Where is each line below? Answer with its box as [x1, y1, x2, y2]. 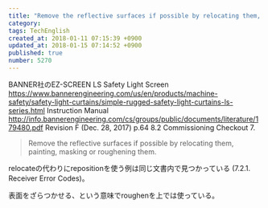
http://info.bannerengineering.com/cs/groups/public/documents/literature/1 [8, 114, 259, 124]
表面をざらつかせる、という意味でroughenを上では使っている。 [8, 190, 220, 200]
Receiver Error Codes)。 [8, 173, 89, 183]
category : [8, 19, 42, 27]
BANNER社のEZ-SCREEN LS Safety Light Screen [8, 80, 169, 89]
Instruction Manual [47, 105, 109, 115]
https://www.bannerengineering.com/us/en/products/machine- [8, 88, 219, 98]
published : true [8, 49, 63, 57]
